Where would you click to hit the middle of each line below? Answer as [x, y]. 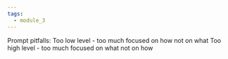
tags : [15, 14]
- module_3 [30, 20]
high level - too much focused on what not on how [80, 48]
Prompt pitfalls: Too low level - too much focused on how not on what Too [114, 40]
